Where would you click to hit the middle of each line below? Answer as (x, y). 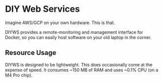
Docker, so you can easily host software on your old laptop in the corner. (78, 37)
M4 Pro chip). (19, 75)
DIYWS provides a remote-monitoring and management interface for (74, 32)
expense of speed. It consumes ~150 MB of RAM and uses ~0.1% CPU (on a (82, 70)
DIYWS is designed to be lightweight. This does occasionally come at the (79, 64)
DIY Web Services (42, 9)
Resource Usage (31, 53)
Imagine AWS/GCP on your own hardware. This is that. (60, 23)
